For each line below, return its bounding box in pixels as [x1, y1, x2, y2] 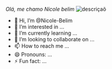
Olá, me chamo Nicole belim [5, 6, 75, 12]
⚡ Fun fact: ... [14, 58, 47, 64]
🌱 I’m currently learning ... [14, 29, 78, 37]
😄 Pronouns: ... [14, 51, 53, 58]
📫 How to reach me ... [14, 42, 69, 50]
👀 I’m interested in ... [14, 24, 65, 30]
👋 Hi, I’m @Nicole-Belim [14, 17, 73, 24]
